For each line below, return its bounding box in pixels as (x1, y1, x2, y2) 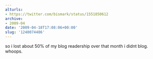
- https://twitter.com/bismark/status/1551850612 (5, 12, 109, 17)
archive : (5, 16, 23, 21)
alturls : (5, 7, 23, 12)
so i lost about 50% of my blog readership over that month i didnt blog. (5, 43, 148, 49)
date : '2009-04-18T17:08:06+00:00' (5, 25, 78, 30)
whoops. (5, 48, 23, 54)
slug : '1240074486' (5, 30, 45, 35)
